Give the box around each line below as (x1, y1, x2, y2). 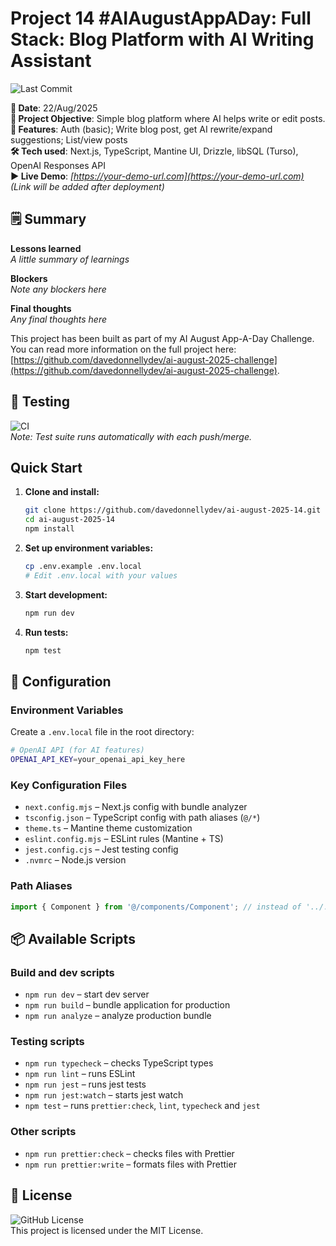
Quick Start (10, 459, 83, 476)
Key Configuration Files (10, 778, 128, 792)
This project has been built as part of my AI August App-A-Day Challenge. (10, 332, 315, 344)
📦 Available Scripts (10, 930, 136, 947)
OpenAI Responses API (10, 159, 106, 171)
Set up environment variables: (24, 542, 154, 554)
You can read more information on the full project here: (10, 343, 237, 355)
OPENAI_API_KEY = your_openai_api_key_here (10, 755, 186, 765)
